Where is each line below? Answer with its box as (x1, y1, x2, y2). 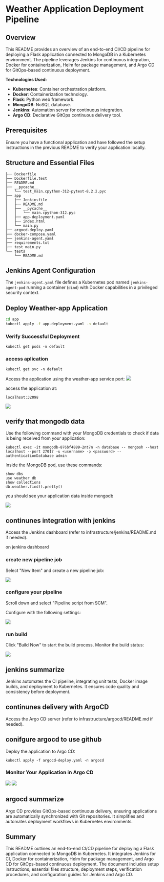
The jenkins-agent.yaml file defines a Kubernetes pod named (5, 279, 130, 285)
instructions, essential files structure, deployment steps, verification (5, 866, 142, 872)
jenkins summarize (5, 665, 65, 674)
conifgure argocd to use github (5, 736, 102, 744)
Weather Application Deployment (5, 3, 144, 15)
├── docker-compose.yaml (5, 232, 56, 237)
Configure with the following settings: (5, 609, 81, 615)
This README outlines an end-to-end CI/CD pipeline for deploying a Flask (5, 846, 154, 852)
